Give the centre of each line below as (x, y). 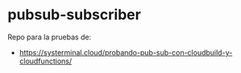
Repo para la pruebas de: (50, 37)
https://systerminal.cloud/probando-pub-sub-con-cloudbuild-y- (126, 52)
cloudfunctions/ (46, 61)
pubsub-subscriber (75, 15)
